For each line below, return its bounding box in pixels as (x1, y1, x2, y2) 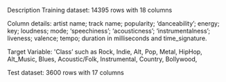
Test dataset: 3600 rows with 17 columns (7, 69, 125, 76)
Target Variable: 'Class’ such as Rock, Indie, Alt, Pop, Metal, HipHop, (7, 48, 202, 56)
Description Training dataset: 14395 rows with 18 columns (7, 6, 173, 14)
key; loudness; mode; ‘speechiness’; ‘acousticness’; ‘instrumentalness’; (7, 27, 210, 35)
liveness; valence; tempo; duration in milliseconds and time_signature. (7, 34, 207, 42)
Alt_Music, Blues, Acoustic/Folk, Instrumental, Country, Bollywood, (7, 55, 198, 63)
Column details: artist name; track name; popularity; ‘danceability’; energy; (7, 19, 220, 27)
